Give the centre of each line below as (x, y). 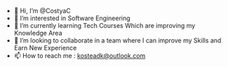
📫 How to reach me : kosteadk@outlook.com (80, 55)
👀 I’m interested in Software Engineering (72, 18)
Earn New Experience (45, 48)
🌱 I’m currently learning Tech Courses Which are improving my (105, 25)
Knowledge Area (38, 33)
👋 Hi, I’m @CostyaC (42, 11)
